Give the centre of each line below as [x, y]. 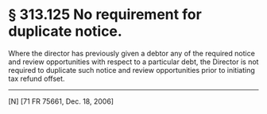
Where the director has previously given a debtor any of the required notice [132, 53]
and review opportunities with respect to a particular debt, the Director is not [133, 62]
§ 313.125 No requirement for [105, 15]
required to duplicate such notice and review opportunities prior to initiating [132, 70]
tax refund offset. [37, 78]
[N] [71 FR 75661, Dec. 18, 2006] [61, 101]
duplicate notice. [66, 31]
